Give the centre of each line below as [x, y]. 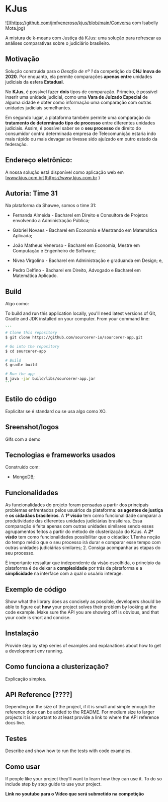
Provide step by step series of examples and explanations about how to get [83, 645]
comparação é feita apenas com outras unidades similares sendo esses [79, 526]
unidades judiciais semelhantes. [38, 108]
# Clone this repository [31, 333]
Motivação [22, 59]
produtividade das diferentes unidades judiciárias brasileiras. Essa [74, 521]
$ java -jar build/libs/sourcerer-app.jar [50, 379]
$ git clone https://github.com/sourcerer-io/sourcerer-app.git [74, 337]
